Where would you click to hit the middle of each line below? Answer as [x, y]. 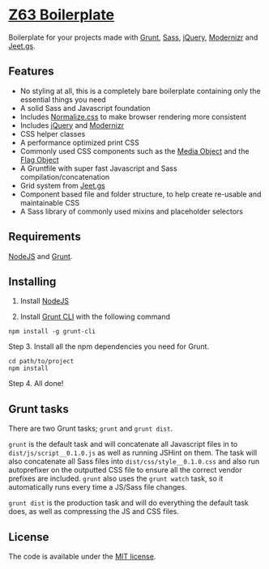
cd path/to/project [41, 362]
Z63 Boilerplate [62, 15]
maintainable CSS [49, 202]
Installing [32, 281]
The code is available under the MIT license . [82, 556]
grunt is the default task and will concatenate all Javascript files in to [123, 444]
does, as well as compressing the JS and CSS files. [94, 512]
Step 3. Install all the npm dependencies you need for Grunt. [109, 346]
